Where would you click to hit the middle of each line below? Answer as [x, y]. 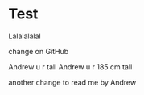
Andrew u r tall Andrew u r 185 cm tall [70, 67]
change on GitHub [39, 51]
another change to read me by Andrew [72, 82]
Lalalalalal [25, 36]
